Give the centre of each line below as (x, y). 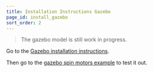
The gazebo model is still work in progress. (74, 40)
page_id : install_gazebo (37, 17)
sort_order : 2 (24, 23)
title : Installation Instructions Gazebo (59, 12)
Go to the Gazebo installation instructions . (58, 51)
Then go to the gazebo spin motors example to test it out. (77, 62)
